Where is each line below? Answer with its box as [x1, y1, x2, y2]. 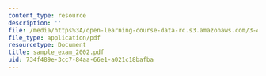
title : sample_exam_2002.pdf [8, 48, 104, 56]
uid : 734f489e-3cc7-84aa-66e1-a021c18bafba [8, 56, 154, 64]
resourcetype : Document [8, 41, 87, 49]
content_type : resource [8, 11, 87, 20]
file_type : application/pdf [8, 33, 101, 42]
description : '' [8, 19, 62, 27]
